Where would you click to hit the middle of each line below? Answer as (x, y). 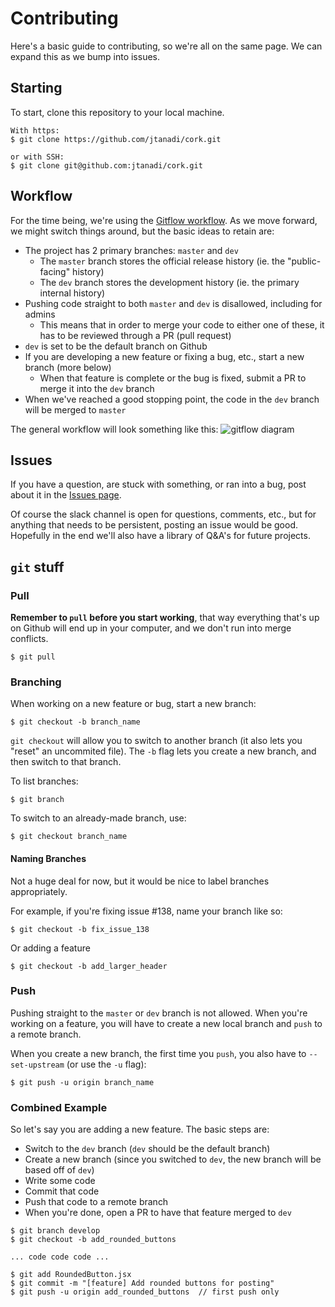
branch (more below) (68, 367)
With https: (35, 130)
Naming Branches (48, 858)
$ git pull (33, 657)
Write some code (60, 1181)
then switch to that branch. (66, 762)
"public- (304, 261)
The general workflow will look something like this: (114, 429)
